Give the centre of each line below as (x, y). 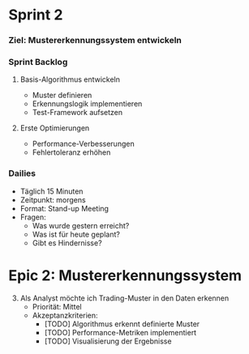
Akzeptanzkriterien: (65, 315)
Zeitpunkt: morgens (53, 199)
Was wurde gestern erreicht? (81, 225)
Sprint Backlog (38, 62)
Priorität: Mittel (57, 306)
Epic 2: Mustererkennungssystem (125, 275)
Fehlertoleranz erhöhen (71, 152)
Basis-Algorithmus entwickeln (70, 79)
